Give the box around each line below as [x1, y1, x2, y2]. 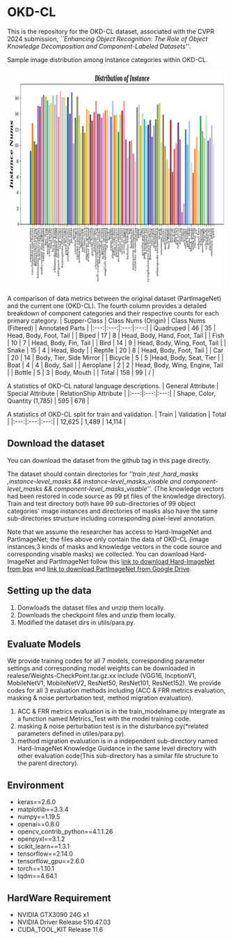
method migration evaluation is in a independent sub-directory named [17, 737, 218, 746]
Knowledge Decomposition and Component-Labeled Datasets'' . [7, 42, 191, 50]
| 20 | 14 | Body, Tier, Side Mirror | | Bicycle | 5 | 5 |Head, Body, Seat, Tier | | [7, 353, 224, 362]
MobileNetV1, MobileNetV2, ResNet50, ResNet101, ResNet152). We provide [7, 679, 221, 687]
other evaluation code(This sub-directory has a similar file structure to [17, 752, 218, 760]
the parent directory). [17, 759, 79, 767]
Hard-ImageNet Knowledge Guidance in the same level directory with [17, 744, 217, 753]
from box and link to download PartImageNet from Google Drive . [7, 564, 192, 573]
